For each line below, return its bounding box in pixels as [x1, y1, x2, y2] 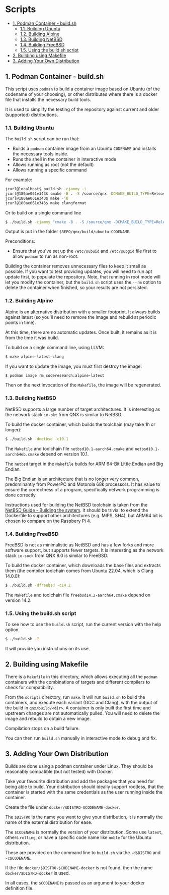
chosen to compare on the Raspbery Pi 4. [5, 518, 92, 524]
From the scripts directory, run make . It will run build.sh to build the [5, 694, 145, 700]
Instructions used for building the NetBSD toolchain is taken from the [5, 501, 148, 508]
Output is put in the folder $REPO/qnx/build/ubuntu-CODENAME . [5, 229, 131, 235]
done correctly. [5, 492, 37, 498]
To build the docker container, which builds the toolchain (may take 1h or [5, 421, 156, 427]
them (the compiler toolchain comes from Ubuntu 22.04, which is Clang [5, 568, 153, 574]
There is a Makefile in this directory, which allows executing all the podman [5, 674, 158, 680]
